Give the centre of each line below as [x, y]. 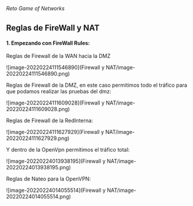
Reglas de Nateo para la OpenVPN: [49, 179]
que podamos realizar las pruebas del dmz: [59, 91]
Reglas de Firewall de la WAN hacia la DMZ [58, 56]
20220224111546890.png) [38, 74]
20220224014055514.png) [39, 197]
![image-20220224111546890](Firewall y [55, 67]
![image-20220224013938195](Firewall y [56, 161]
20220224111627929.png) [38, 138]
